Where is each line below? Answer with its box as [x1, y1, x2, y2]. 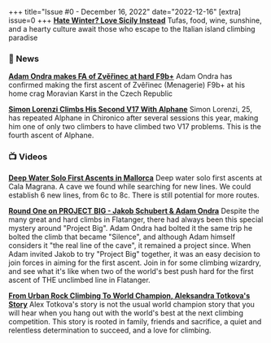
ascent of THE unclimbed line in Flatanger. [8, 275, 151, 284]
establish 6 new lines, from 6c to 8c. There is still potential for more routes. [8, 190, 260, 200]
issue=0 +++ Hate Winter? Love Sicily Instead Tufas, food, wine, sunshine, [8, 15, 262, 25]
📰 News [8, 53, 39, 64]
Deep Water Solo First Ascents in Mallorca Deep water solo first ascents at [8, 172, 263, 182]
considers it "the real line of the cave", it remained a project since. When [8, 240, 251, 250]
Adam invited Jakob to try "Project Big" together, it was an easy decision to [8, 249, 260, 258]
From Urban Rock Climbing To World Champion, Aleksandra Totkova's [8, 290, 251, 300]
